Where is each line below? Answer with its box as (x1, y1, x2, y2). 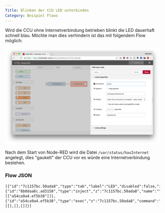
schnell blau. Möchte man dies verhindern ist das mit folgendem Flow (5, 32, 146, 38)
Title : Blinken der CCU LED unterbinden (5, 8, 89, 13)
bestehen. (5, 160, 26, 166)
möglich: (5, 37, 23, 44)
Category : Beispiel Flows (5, 13, 58, 18)
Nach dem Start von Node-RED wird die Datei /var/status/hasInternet (5, 149, 149, 155)
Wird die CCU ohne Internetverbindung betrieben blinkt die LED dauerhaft (5, 27, 155, 33)
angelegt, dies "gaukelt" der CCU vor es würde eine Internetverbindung (5, 155, 150, 161)
